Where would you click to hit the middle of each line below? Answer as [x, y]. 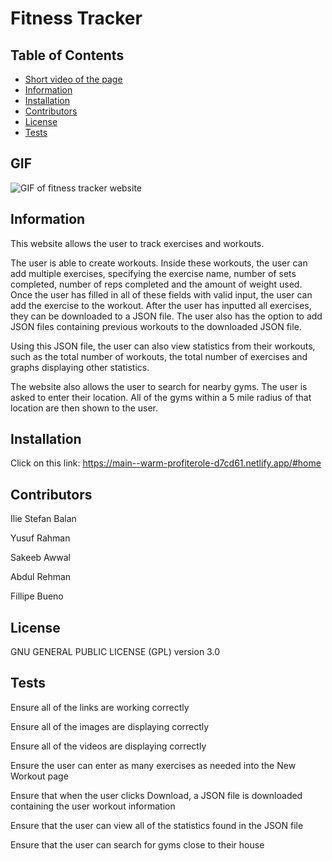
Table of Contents [67, 55]
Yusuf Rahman [40, 538]
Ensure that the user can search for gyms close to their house [137, 844]
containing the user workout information [93, 806]
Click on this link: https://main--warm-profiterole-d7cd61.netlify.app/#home [166, 463]
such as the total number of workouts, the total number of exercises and [159, 356]
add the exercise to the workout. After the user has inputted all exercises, [161, 305]
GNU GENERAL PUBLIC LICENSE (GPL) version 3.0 [115, 652]
